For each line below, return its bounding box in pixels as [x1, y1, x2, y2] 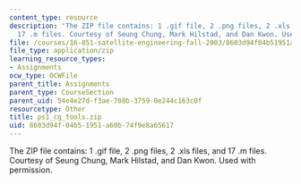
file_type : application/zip [9, 46, 115, 55]
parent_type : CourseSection [9, 88, 115, 96]
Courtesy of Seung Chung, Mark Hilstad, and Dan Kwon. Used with [9, 155, 257, 165]
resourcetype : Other [9, 105, 87, 113]
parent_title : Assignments [9, 79, 110, 88]
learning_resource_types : [9, 54, 106, 63]
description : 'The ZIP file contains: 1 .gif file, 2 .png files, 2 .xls [9, 21, 291, 30]
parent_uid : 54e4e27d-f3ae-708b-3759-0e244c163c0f [9, 96, 202, 105]
